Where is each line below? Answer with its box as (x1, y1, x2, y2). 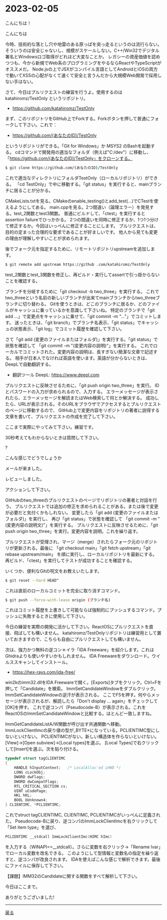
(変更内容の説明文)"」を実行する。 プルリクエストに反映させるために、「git (5, 522, 158, 528)
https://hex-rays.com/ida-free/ (12, 669, 76, 675)
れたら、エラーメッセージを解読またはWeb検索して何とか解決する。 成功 (5, 395, 155, 401)
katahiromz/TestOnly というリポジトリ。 (5, 95, 88, 101)
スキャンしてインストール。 (13, 659, 71, 665)
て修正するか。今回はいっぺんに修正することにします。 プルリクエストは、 (5, 222, 159, 229)
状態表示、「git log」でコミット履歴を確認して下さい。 (13, 325, 125, 331)
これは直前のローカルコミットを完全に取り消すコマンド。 (5, 588, 123, 594)
